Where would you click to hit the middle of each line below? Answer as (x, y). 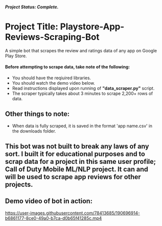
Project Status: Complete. (32, 7)
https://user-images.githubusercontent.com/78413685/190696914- (72, 213)
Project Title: (32, 26)
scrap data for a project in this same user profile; (81, 161)
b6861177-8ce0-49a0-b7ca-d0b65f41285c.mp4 (53, 218)
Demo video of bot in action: (49, 201)
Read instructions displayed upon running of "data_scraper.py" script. (83, 88)
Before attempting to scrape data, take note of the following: (68, 67)
